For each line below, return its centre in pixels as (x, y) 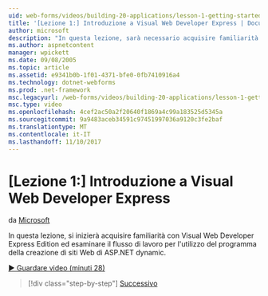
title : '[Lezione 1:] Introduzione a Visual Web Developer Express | (126, 23)
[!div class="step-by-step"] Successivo (93, 283)
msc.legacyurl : (33, 97)
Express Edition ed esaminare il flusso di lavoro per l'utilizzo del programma (132, 244)
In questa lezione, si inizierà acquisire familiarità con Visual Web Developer (131, 235)
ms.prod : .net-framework (49, 90)
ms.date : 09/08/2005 (43, 61)
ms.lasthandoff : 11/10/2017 (55, 142)
